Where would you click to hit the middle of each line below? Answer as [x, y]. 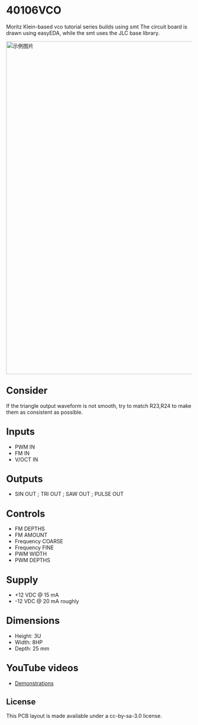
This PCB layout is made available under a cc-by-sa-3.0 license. [84, 716]
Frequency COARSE [39, 542]
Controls [26, 513]
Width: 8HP [29, 642]
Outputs [25, 479]
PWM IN [25, 447]
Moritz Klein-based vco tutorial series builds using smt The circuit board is [97, 27]
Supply [22, 580]
